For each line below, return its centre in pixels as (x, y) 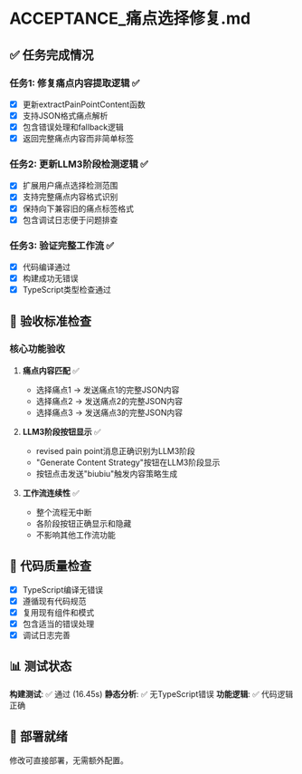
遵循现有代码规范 (54, 601)
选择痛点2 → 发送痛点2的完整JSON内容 (109, 401)
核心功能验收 (38, 349)
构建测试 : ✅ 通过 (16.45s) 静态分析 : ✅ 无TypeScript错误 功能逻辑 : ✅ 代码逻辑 (151, 693)
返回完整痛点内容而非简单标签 (78, 139)
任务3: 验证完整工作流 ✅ (62, 246)
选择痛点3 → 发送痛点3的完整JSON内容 (109, 412)
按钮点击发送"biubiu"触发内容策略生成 (107, 473)
